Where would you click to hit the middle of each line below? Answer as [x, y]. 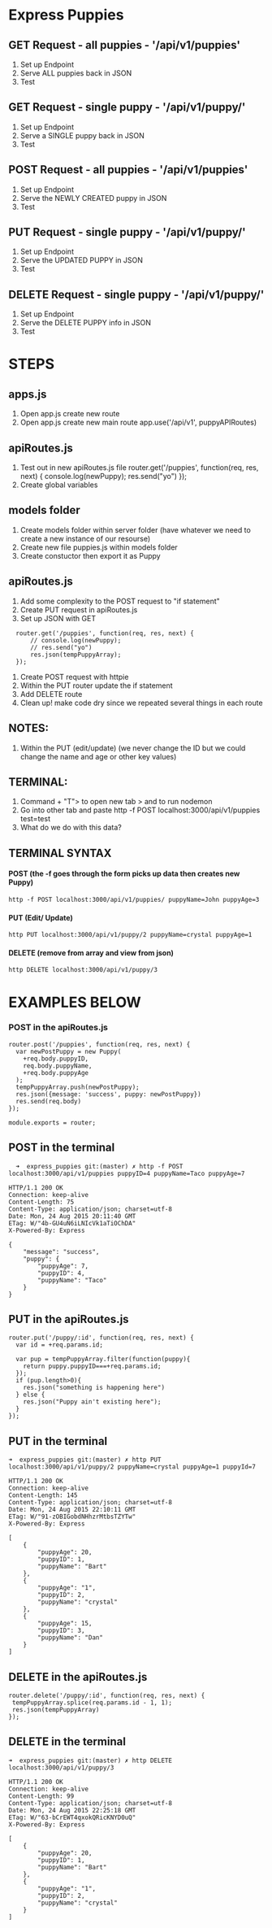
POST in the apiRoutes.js [58, 1028]
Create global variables [59, 485]
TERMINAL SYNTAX [60, 853]
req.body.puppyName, [58, 1066]
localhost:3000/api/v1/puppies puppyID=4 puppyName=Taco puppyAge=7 [127, 1173]
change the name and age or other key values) [98, 756]
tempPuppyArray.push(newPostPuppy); [78, 1087]
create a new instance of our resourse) [85, 538]
